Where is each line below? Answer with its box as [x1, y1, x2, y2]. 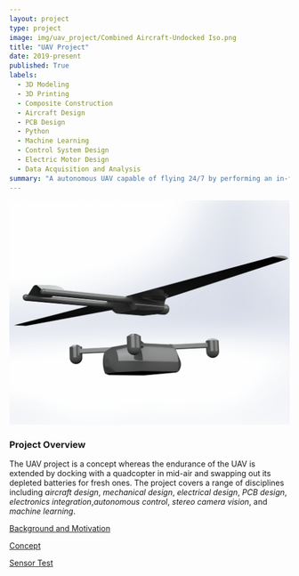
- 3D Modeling [17, 80, 69, 89]
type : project [9, 23, 62, 33]
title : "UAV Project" [9, 43, 90, 52]
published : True [9, 61, 69, 70]
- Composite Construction [17, 99, 114, 108]
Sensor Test [9, 557, 53, 568]
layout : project [9, 14, 69, 23]
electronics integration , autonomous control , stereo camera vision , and [9, 496, 268, 507]
